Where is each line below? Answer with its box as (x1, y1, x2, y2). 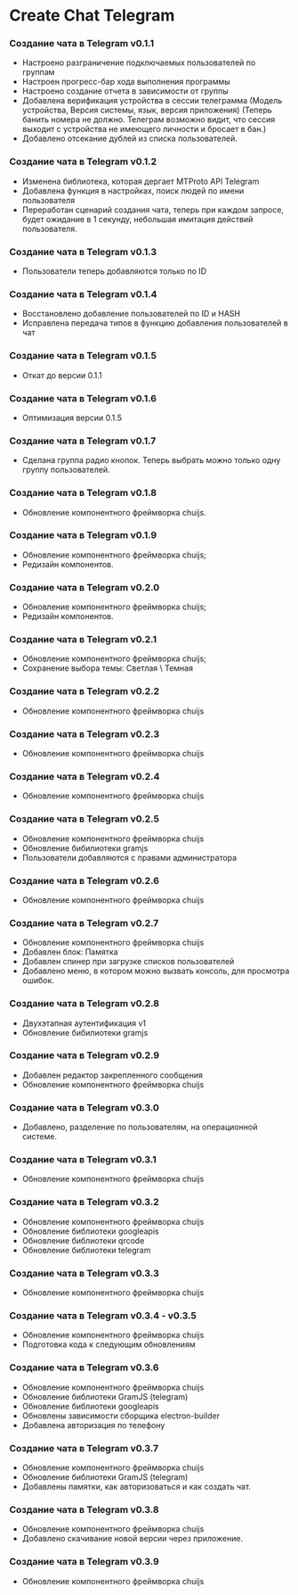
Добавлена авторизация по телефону (21, 1419, 165, 1430)
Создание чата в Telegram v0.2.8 (9, 997, 160, 1010)
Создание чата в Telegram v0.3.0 (9, 1101, 160, 1113)
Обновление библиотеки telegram (21, 1244, 151, 1255)
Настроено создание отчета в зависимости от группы (21, 86, 229, 96)
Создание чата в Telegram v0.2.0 (9, 581, 160, 593)
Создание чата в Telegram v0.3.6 (9, 1361, 159, 1374)
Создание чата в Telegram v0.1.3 (9, 245, 157, 258)
